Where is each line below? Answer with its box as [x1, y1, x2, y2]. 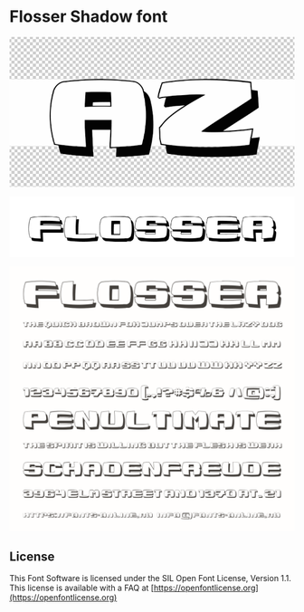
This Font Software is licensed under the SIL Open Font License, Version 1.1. [9, 573, 292, 584]
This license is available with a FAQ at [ [9, 582, 155, 594]
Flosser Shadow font [9, 6, 168, 27]
